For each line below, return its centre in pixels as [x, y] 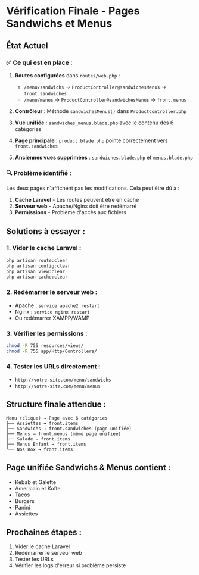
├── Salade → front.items [38, 439]
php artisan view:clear [36, 271]
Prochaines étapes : [44, 532]
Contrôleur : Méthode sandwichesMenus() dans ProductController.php [100, 111]
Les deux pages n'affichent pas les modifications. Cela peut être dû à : [93, 188]
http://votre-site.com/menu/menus [57, 386]
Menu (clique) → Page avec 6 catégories [57, 418]
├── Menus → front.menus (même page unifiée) [63, 434]
